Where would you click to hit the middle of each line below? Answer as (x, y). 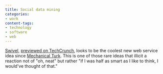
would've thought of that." (31, 66)
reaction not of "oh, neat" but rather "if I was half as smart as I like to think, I (82, 61)
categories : (17, 14)
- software (16, 32)
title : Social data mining (33, 9)
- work (12, 18)
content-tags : (20, 23)
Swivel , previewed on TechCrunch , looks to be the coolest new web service (81, 50)
